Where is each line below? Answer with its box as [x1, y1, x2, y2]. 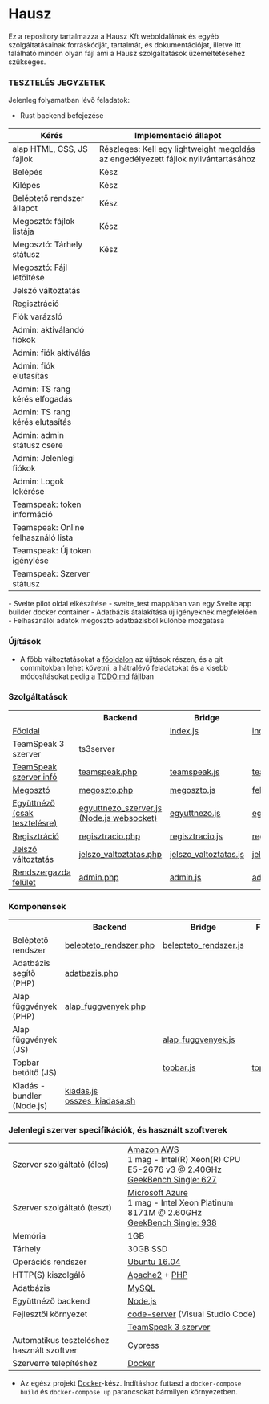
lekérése [12, 486, 45, 497]
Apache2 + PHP [127, 1270, 188, 1281]
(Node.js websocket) [78, 812, 158, 823]
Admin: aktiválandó [12, 324, 85, 336]
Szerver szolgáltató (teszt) [12, 1202, 112, 1214]
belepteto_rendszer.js [163, 940, 244, 951]
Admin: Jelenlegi [12, 453, 75, 464]
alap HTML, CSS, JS [12, 144, 88, 155]
